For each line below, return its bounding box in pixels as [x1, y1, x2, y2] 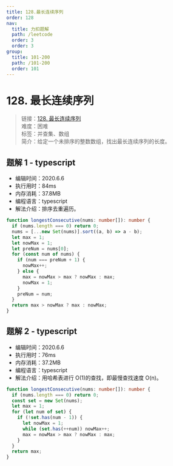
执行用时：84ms [15, 182, 56, 189]
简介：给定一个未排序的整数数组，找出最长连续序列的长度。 [21, 138, 171, 145]
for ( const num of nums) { [12, 251, 80, 258]
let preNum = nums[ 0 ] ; [12, 245, 69, 252]
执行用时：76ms [15, 351, 56, 358]
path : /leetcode [12, 32, 53, 38]
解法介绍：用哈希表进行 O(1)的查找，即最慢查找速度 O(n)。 [15, 374, 162, 381]
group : [6, 49, 23, 55]
